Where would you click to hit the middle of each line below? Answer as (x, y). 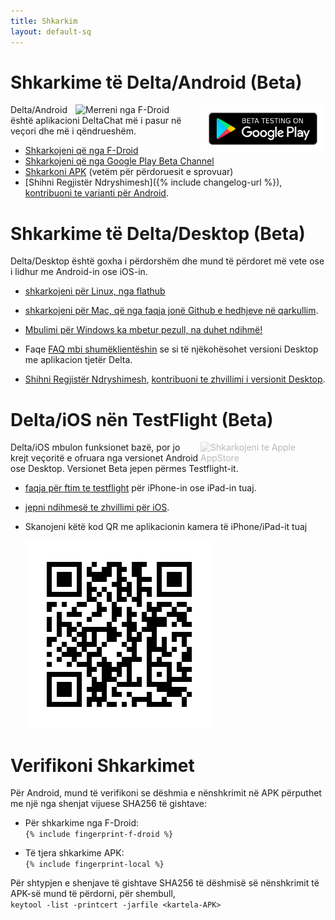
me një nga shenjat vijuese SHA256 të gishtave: (109, 804)
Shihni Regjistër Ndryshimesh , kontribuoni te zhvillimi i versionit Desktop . (175, 379)
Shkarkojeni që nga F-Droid (81, 151)
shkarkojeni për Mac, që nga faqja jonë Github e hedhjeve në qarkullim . (171, 311)
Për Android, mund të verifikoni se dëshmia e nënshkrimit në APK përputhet (166, 793)
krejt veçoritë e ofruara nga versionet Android (104, 458)
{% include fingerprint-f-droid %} (99, 835)
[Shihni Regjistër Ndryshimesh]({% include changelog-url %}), (153, 182)
